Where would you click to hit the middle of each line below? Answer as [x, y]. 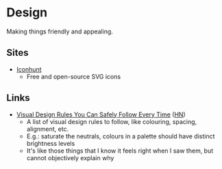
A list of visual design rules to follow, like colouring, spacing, [112, 121]
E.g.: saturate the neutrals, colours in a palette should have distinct [121, 136]
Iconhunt [29, 69]
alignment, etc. [48, 129]
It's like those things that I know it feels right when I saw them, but [120, 151]
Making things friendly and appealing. [60, 31]
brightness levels [51, 143]
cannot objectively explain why [70, 157]
